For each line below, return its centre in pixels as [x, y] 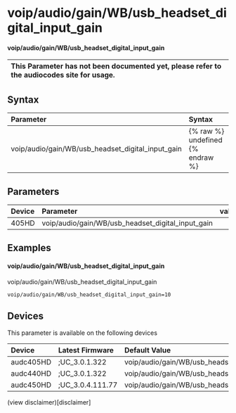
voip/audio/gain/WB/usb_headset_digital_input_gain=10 [89, 294]
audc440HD [31, 374]
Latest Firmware [86, 350]
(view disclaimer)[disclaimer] [49, 402]
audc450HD [31, 385]
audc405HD [31, 362]
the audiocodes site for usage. [63, 75]
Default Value [147, 350]
